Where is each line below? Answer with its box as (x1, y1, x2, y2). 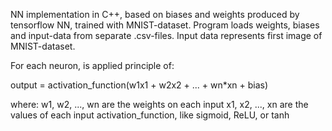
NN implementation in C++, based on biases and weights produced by (10, 9, 300, 20)
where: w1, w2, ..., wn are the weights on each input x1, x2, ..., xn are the (10, 99, 309, 110)
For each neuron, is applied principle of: (10, 60, 175, 71)
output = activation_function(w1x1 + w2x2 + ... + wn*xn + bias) (10, 79, 269, 91)
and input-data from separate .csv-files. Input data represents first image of (10, 30, 323, 41)
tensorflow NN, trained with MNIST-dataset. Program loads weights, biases (10, 19, 320, 31)
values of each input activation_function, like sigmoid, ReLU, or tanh (10, 109, 290, 121)
